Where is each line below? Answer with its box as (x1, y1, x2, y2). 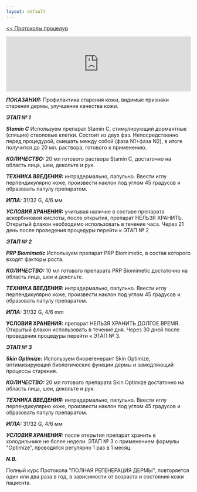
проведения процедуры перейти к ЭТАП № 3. (6, 332, 121, 339)
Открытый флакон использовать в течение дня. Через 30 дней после (6, 326, 180, 333)
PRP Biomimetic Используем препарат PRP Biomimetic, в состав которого (6, 249, 191, 256)
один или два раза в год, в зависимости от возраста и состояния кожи (6, 473, 184, 480)
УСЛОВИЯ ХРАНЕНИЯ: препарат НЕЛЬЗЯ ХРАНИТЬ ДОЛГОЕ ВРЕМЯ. (6, 320, 180, 327)
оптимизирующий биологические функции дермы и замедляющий (6, 361, 174, 368)
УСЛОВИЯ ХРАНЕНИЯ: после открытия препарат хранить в (6, 432, 157, 439)
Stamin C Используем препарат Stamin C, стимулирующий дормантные (6, 125, 187, 132)
